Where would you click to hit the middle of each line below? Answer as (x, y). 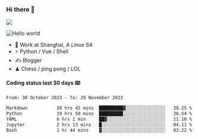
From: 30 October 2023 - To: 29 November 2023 (65, 98)
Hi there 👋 (21, 9)
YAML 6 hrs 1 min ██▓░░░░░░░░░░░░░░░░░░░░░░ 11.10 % (99, 119)
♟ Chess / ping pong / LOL (48, 69)
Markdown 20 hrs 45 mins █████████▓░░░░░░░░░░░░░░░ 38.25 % (99, 108)
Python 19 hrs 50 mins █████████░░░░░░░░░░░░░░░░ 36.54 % (99, 114)
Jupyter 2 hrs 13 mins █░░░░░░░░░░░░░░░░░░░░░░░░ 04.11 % (99, 125)
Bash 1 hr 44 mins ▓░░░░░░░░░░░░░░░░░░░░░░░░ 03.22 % (99, 130)
